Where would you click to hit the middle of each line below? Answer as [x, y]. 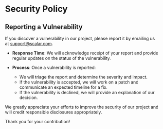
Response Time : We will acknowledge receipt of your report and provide [85, 53]
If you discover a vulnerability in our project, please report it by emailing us [80, 38]
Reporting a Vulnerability [44, 27]
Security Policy [36, 9]
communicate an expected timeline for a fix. [63, 87]
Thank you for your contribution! [37, 121]
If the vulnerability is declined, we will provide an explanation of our [87, 92]
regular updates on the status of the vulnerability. [61, 58]
